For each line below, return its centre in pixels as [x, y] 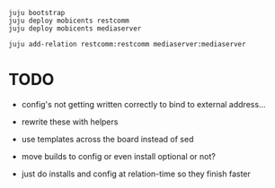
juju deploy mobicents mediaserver [75, 29]
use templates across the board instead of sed [107, 139]
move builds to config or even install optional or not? [119, 156]
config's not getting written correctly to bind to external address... [143, 104]
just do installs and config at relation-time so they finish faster [136, 174]
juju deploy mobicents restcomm [69, 21]
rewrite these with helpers [70, 122]
